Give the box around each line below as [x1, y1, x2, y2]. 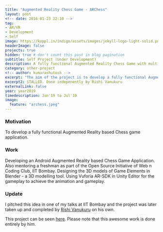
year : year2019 [5, 89, 36, 93]
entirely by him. [5, 221, 36, 227]
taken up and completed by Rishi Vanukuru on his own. [5, 206, 115, 212]
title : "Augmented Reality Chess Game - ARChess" [5, 7, 108, 12]
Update [5, 190, 23, 197]
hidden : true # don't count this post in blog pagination [5, 52, 125, 57]
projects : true [5, 48, 36, 53]
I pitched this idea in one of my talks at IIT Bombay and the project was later [5, 201, 157, 207]
